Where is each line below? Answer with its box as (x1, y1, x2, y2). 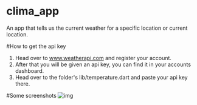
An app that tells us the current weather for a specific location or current (6, 24, 188, 32)
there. (15, 80, 30, 87)
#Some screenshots (6, 92, 57, 99)
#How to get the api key (6, 42, 66, 50)
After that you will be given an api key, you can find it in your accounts (15, 61, 192, 68)
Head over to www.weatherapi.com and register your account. (15, 54, 172, 61)
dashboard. (15, 67, 44, 74)
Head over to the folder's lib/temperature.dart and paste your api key (15, 73, 188, 81)
